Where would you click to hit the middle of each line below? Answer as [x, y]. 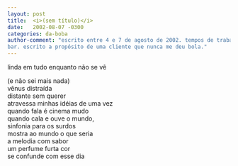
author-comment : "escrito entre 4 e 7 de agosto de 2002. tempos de [110, 40]
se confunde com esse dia [46, 156]
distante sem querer [36, 96]
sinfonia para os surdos [42, 126]
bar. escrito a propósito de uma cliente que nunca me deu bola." [107, 47]
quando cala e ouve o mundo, [51, 118]
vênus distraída [30, 88]
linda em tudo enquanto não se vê [57, 67]
